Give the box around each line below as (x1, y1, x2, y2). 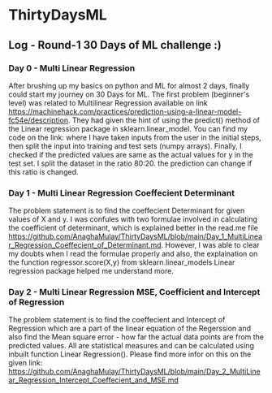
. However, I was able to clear (161, 240, 260, 250)
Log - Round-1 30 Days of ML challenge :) (8, 38, 222, 52)
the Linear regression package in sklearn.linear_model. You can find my (8, 123, 248, 133)
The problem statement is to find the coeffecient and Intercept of (8, 315, 226, 325)
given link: (8, 358, 43, 368)
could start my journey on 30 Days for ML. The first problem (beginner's (8, 89, 250, 99)
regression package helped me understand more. (8, 266, 175, 276)
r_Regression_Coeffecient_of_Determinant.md (8, 240, 162, 250)
